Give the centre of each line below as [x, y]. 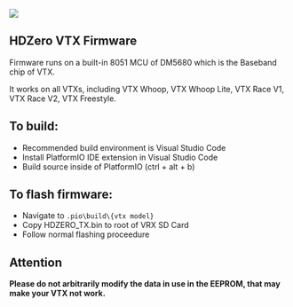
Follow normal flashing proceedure [86, 234]
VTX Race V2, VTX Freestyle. [63, 98]
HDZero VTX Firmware [73, 41]
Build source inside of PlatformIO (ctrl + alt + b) [108, 166]
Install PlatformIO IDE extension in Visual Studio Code [120, 157]
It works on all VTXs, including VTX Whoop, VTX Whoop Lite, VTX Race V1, [146, 89]
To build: [34, 126]
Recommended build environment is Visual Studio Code [124, 147]
